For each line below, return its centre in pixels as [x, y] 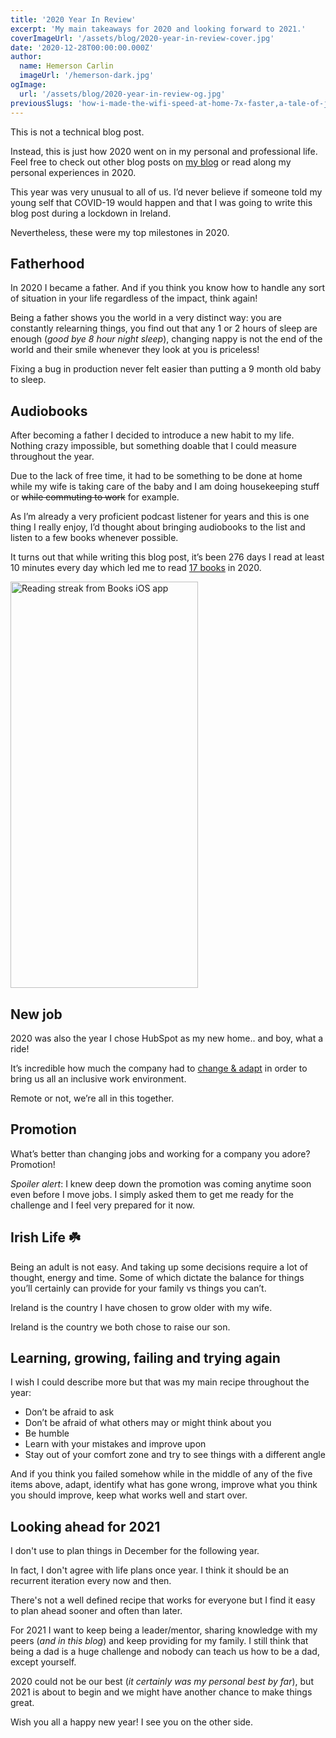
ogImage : [28, 85]
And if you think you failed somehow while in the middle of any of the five [161, 1474]
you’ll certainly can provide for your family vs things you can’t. [138, 1288]
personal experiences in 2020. [73, 172]
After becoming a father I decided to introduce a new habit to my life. [152, 435]
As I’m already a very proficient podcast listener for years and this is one [160, 517]
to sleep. [28, 380]
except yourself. [43, 1662]
